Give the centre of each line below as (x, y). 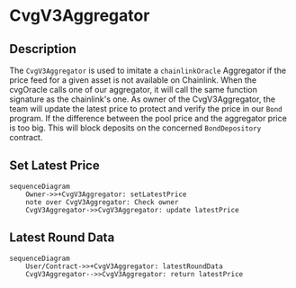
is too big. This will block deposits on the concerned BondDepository (135, 128)
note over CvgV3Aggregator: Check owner (102, 202)
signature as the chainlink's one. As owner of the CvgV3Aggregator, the (143, 99)
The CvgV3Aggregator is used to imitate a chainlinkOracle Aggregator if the (148, 70)
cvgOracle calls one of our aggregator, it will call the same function (134, 90)
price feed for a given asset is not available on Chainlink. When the (133, 80)
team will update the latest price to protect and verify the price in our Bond (146, 108)
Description (43, 49)
